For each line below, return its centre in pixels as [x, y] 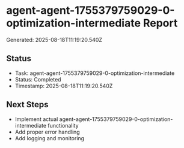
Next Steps [27, 105]
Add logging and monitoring [50, 138]
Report [160, 23]
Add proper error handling [47, 132]
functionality [63, 125]
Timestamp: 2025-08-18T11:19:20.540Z [64, 86]
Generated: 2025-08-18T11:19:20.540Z [54, 40]
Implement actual [36, 119]
